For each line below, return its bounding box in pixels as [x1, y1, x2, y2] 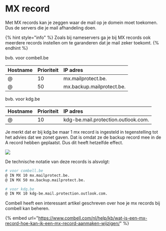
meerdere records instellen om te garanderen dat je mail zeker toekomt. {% [5, 39, 159, 45]
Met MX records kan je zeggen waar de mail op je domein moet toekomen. [5, 19, 158, 25]
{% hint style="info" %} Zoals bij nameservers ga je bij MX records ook [5, 34, 151, 40]
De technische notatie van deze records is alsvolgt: [5, 158, 110, 165]
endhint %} [5, 45, 28, 51]
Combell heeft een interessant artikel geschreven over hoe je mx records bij [5, 200, 161, 206]
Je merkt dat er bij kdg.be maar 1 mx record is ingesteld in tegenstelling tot [5, 129, 158, 135]
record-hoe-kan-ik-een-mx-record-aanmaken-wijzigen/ [5, 221, 120, 227]
